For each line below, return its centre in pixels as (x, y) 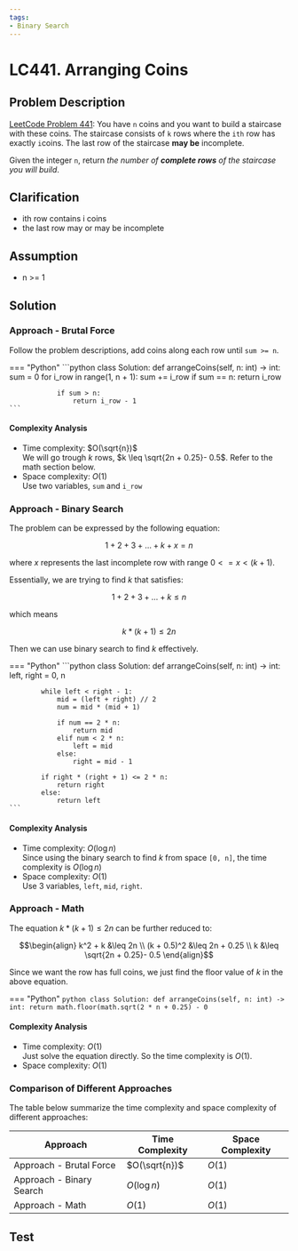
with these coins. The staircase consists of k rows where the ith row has (142, 133)
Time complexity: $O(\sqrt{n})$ (79, 448)
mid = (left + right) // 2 (106, 700)
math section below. (59, 467)
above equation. (39, 981)
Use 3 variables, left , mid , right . (82, 886)
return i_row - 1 (105, 401)
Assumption (43, 256)
